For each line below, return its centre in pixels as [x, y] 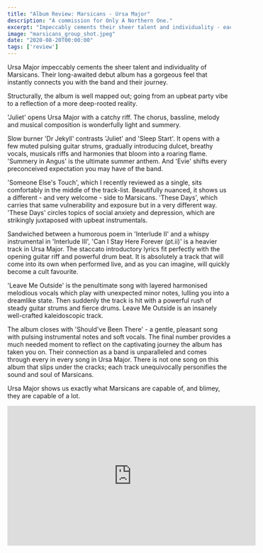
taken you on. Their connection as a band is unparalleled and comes [107, 352]
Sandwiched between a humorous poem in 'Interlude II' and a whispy [108, 234]
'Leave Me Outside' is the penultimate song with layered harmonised [107, 285]
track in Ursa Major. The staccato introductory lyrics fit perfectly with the [114, 249]
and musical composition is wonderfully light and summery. [94, 125]
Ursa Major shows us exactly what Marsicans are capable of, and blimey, [114, 388]
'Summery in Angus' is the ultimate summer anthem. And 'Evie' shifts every [117, 161]
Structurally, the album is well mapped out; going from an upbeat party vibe [118, 96]
